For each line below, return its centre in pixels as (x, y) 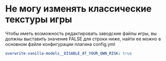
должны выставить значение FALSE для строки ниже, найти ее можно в (83, 39)
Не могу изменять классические (78, 9)
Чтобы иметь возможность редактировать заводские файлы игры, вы (81, 33)
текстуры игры (39, 19)
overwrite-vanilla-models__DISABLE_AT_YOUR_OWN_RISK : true (69, 53)
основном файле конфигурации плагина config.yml (60, 44)
